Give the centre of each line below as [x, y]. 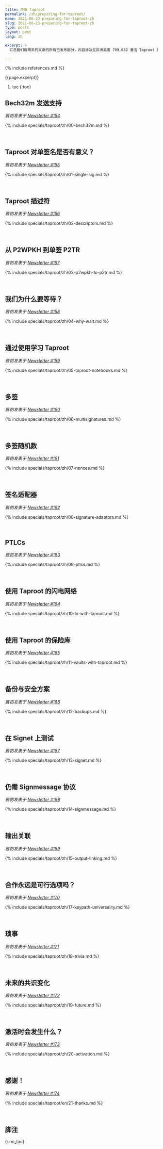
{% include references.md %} [35, 68]
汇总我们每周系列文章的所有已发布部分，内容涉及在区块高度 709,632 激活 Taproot [82, 50]
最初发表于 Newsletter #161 [32, 459]
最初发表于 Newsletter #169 [33, 848]
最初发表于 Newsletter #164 [33, 604]
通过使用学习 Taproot [37, 348]
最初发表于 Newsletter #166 [33, 702]
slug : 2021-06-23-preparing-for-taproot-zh [50, 23]
